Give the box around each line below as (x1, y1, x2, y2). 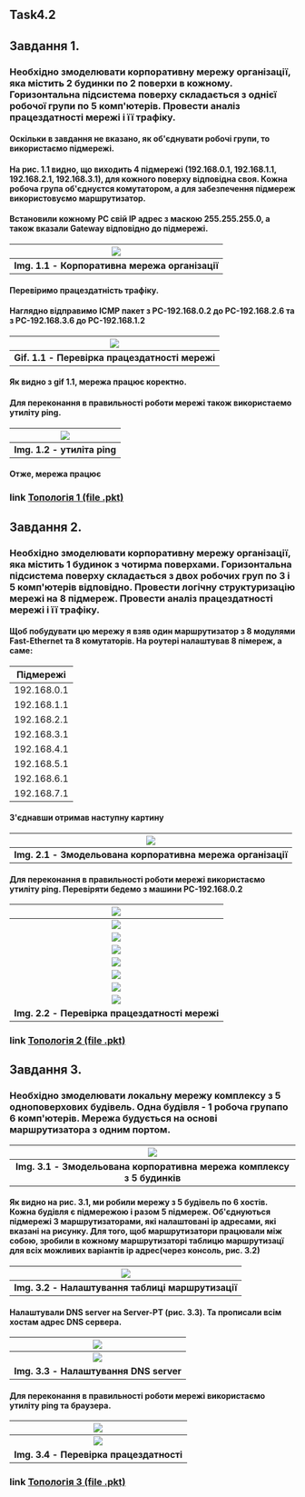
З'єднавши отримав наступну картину (9, 813, 164, 823)
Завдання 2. (9, 519, 83, 534)
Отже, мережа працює (9, 468, 102, 480)
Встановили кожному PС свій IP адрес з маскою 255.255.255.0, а (9, 214, 271, 225)
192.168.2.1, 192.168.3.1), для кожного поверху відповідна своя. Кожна (9, 173, 288, 185)
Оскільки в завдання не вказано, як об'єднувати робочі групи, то (9, 134, 271, 145)
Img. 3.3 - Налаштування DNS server (14, 1365, 182, 1378)
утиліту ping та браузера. (9, 1400, 112, 1411)
